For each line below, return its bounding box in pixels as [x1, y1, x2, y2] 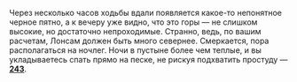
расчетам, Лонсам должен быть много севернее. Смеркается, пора [9, 35, 270, 46]
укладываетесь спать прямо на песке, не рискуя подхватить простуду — [9, 55, 288, 64]
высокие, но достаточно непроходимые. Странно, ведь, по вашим [9, 26, 262, 36]
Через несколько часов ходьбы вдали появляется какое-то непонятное [9, 8, 282, 18]
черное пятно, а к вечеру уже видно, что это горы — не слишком [9, 17, 258, 27]
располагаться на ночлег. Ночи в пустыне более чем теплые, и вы [9, 45, 262, 56]
